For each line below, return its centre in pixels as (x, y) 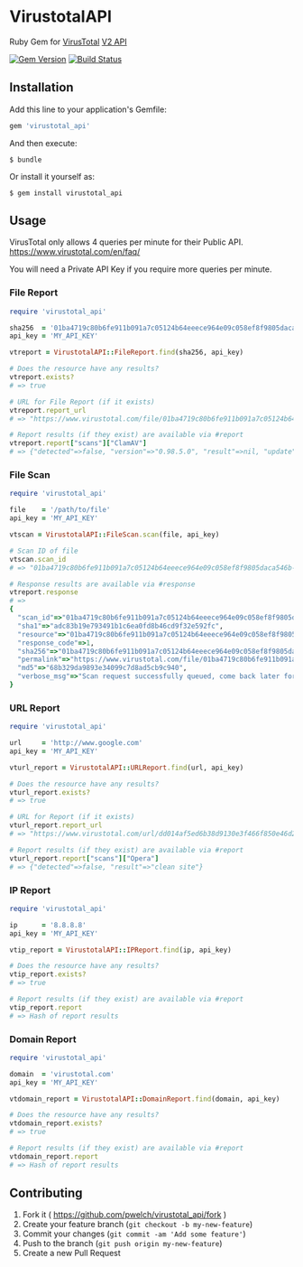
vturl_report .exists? (50, 792)
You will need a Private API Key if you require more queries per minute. (141, 269)
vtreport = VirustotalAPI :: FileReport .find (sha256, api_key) (127, 353)
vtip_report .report (46, 1007)
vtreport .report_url (48, 410)
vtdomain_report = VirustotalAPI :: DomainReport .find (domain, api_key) (145, 1099)
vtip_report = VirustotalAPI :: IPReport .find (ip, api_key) (120, 950)
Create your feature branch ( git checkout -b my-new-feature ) (138, 1225)
